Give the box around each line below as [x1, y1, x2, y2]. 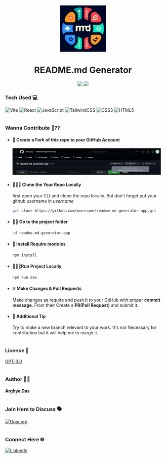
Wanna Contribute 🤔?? [5, 125, 60, 132]
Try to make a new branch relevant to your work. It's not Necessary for [12, 324, 157, 330]
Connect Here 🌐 [5, 436, 44, 443]
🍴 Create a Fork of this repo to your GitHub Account [12, 137, 120, 143]
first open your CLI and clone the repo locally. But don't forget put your [12, 192, 157, 198]
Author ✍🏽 [5, 375, 31, 382]
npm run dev [12, 275, 37, 280]
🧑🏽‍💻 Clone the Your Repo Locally [12, 182, 82, 187]
